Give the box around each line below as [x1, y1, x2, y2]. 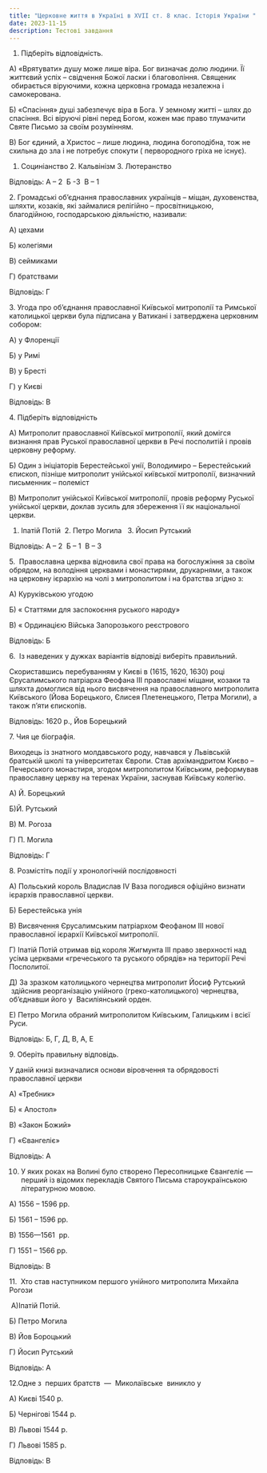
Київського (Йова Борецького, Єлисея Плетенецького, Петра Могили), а [9, 692, 257, 702]
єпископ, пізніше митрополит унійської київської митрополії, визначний [9, 469, 256, 479]
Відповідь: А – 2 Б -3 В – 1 [9, 177, 99, 187]
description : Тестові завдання [9, 26, 114, 34]
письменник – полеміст [9, 478, 90, 488]
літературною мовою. [20, 1184, 97, 1194]
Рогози [9, 1286, 33, 1295]
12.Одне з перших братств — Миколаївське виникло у [9, 1379, 201, 1388]
